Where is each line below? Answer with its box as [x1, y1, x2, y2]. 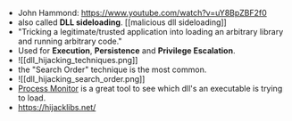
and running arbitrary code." [17, 36, 122, 46]
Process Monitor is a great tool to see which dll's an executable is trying [17, 84, 283, 93]
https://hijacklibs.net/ [17, 102, 96, 112]
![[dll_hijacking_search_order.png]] [17, 74, 146, 84]
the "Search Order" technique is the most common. [17, 64, 207, 75]
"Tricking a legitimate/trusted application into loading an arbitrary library [17, 27, 284, 36]
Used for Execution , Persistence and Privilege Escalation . [17, 45, 236, 56]
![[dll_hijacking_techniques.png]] [17, 55, 138, 65]
